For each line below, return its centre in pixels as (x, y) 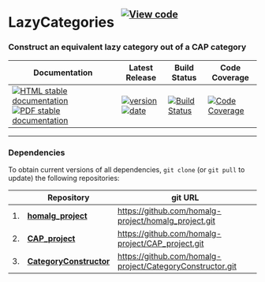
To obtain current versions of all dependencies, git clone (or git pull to (127, 169)
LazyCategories (61, 23)
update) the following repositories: (64, 178)
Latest (141, 67)
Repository (68, 197)
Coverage (231, 77)
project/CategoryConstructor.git (177, 266)
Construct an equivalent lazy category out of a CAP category (127, 47)
